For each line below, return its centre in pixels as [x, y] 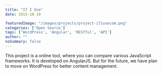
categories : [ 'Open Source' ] [35, 28]
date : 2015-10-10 [23, 14]
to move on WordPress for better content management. [61, 66]
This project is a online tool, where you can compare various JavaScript [78, 55]
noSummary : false [23, 42]
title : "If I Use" [24, 10]
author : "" [16, 37]
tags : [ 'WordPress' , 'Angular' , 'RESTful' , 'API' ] [58, 33]
